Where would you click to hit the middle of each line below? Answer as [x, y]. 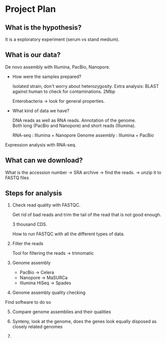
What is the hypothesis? [43, 28]
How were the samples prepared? [47, 76]
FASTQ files [17, 178]
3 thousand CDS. [30, 224]
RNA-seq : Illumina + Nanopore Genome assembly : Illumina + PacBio [83, 135]
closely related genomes [37, 327]
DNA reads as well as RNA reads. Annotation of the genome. [74, 120]
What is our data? [33, 55]
